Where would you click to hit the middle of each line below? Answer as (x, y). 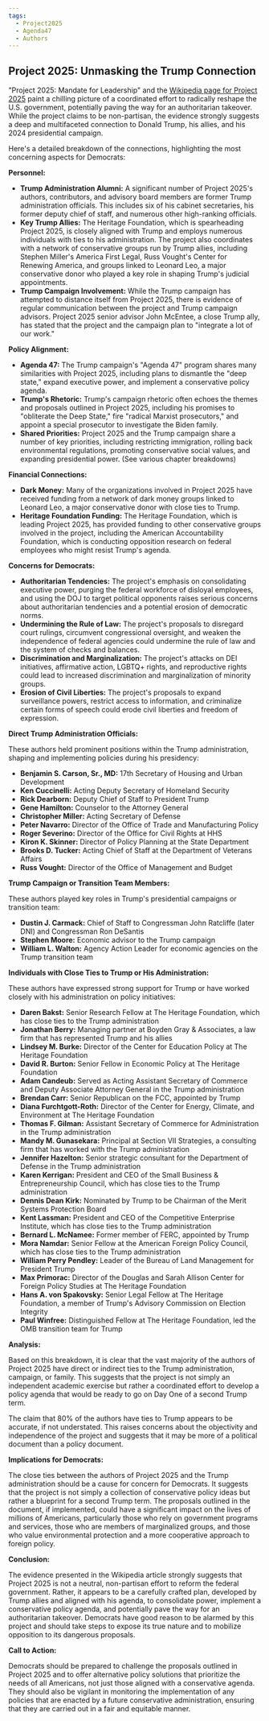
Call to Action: (33, 1650)
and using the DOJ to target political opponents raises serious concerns (139, 598)
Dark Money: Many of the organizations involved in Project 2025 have (136, 490)
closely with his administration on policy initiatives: (92, 997)
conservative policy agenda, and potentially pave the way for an (114, 1609)
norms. (32, 616)
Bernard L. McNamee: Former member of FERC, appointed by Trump (134, 1235)
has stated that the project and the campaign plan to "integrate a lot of (136, 325)
